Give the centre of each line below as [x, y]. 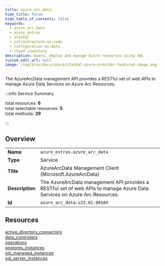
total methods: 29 [23, 114]
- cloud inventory [28, 51]
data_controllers [21, 237]
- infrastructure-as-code [36, 42]
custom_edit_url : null [28, 60]
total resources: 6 [23, 103]
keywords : [15, 23]
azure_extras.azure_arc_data [74, 152]
